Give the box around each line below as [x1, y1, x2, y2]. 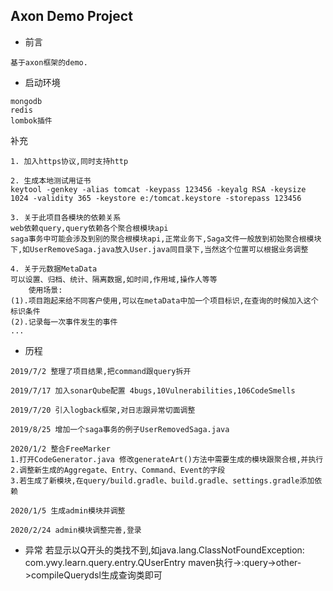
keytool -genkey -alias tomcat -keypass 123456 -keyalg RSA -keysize [10, 184, 307, 194]
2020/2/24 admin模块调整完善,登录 [10, 525, 142, 535]
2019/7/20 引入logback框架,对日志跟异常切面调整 [10, 405, 196, 415]
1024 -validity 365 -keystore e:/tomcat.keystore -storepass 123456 [10, 193, 302, 203]
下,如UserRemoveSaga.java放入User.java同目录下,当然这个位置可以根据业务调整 [10, 244, 309, 254]
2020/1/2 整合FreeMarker [10, 444, 111, 454]
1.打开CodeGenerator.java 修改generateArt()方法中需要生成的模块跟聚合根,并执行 [10, 454, 324, 464]
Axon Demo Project [10, 8, 133, 25]
